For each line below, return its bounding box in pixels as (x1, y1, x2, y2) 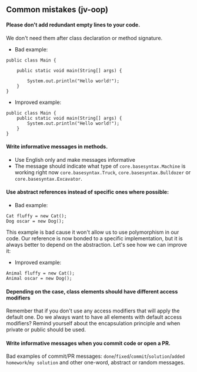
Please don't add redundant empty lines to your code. (6, 21, 141, 28)
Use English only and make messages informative (14, 156, 135, 163)
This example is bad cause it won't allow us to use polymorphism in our (6, 229, 179, 236)
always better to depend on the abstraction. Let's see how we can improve (6, 242, 187, 248)
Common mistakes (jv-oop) (6, 5, 109, 15)
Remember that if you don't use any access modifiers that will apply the (6, 307, 180, 315)
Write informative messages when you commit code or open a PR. (6, 340, 171, 347)
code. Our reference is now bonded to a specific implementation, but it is (6, 235, 183, 242)
